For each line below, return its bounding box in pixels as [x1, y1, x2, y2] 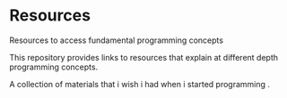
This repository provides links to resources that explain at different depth [9, 52, 279, 62]
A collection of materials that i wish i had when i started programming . [9, 78, 271, 89]
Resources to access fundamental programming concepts [9, 35, 224, 45]
